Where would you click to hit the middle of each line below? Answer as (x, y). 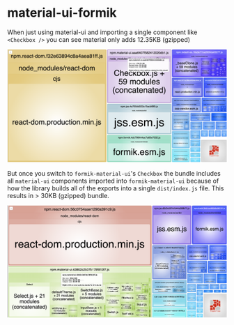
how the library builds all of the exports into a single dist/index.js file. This (116, 188)
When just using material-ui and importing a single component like (102, 32)
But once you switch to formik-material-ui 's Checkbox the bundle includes (114, 173)
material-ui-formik (62, 13)
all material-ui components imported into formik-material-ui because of (113, 181)
